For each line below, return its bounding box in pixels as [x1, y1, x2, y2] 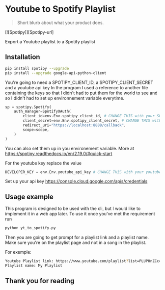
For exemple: [5, 249, 32, 255]
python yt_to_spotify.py [5, 226, 56, 231]
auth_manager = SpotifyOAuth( [14, 109, 71, 114]
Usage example [5, 192, 54, 201]
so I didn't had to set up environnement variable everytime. [5, 95, 125, 101]
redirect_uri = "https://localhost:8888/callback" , [23, 123, 126, 128]
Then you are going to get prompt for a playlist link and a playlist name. [5, 235, 149, 240]
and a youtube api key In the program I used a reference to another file [5, 84, 148, 90]
